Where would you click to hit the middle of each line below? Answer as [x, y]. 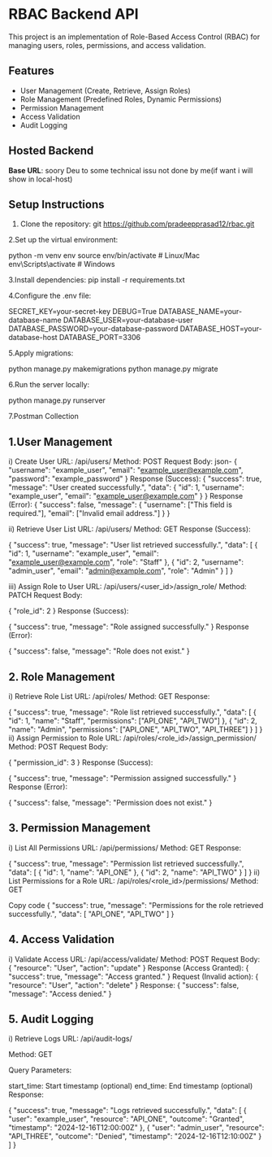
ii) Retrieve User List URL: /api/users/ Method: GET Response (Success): [130, 529]
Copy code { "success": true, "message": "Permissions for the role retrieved [136, 905]
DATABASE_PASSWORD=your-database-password [93, 329]
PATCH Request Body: [45, 596]
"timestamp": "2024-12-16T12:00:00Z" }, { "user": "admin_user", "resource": [136, 1128]
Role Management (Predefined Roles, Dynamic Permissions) [121, 99]
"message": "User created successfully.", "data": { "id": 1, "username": [127, 487]
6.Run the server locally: [49, 385]
